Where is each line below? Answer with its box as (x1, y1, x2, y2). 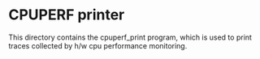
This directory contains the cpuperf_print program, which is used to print (8, 32, 252, 42)
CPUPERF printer (8, 6, 125, 24)
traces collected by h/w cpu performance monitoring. (8, 40, 188, 50)
